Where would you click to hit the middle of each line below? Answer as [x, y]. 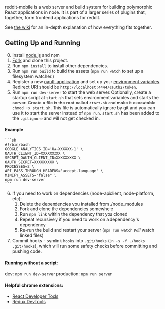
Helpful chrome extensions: [34, 285]
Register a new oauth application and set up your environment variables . [86, 81]
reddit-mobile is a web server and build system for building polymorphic [79, 7]
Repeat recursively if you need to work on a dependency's [79, 220]
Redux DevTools [29, 302]
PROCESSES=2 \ [20, 167]
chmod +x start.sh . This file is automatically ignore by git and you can [83, 108]
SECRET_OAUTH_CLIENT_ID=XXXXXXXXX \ [43, 158]
